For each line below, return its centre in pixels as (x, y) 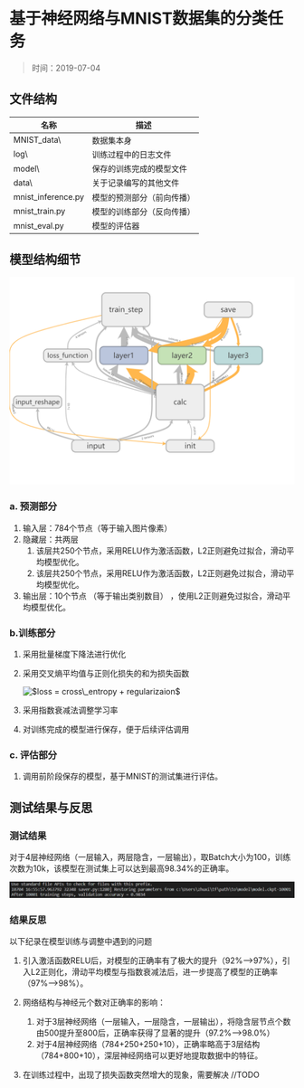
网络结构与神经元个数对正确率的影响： (94, 1003)
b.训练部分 (33, 632)
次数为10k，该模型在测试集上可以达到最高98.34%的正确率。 (122, 868)
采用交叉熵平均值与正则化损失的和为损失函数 (106, 674)
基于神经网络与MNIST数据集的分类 (139, 19)
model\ (26, 168)
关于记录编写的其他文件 (135, 183)
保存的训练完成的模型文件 (139, 169)
